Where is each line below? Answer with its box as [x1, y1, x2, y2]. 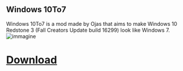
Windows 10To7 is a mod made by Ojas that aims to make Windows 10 [6, 20, 178, 27]
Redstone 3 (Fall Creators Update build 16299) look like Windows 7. [6, 26, 170, 33]
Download [6, 53, 57, 66]
